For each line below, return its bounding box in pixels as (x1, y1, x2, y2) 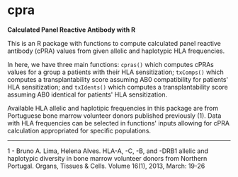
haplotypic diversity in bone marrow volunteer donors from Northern (7, 154, 208, 162)
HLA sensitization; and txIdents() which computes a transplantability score (7, 83, 229, 91)
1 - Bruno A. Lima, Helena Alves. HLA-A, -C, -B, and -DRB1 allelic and (7, 147, 209, 155)
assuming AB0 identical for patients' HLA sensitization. (7, 90, 168, 99)
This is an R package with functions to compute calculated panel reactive (7, 39, 222, 47)
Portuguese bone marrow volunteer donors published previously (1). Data (7, 111, 222, 120)
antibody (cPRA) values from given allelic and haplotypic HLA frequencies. (7, 47, 225, 55)
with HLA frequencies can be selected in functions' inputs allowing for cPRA (7, 118, 230, 127)
